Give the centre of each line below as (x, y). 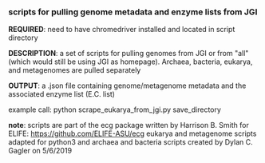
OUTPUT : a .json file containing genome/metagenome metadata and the (127, 85)
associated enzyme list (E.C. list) (62, 94)
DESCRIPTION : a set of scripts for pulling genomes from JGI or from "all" (129, 54)
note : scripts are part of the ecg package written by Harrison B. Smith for (129, 125)
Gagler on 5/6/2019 (40, 151)
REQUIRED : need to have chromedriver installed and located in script (122, 30)
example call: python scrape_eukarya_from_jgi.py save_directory (115, 109)
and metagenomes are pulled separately (75, 70)
